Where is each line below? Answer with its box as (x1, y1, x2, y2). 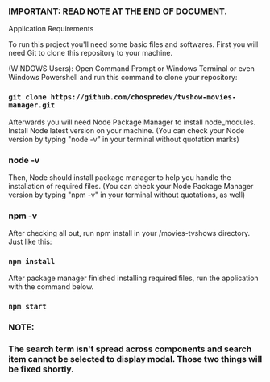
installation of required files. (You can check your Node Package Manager (8, 181, 254, 191)
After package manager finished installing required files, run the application (8, 273, 260, 283)
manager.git (8, 101, 56, 110)
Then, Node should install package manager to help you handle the (8, 172, 231, 183)
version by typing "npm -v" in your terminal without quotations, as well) (8, 190, 246, 199)
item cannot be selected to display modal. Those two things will (8, 354, 263, 365)
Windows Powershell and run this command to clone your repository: (8, 73, 238, 82)
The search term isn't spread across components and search (8, 343, 252, 355)
